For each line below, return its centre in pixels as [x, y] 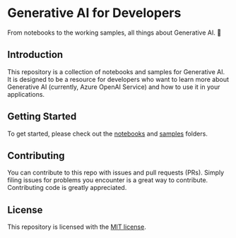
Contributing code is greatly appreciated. [67, 188]
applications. [26, 94]
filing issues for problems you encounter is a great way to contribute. [108, 180]
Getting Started [42, 117]
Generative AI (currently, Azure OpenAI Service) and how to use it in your [114, 87]
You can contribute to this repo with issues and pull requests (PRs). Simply [116, 173]
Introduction [35, 55]
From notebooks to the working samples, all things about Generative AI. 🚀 [114, 32]
